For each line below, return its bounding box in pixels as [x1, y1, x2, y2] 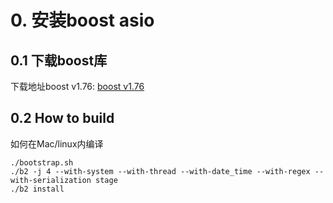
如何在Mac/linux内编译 [10, 137, 104, 150]
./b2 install [10, 184, 65, 194]
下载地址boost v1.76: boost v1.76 [10, 81, 145, 92]
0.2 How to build [10, 110, 115, 127]
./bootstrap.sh [10, 157, 74, 168]
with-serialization [10, 175, 92, 185]
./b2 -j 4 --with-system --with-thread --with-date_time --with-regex [10, 166, 311, 176]
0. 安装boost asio [10, 9, 155, 32]
